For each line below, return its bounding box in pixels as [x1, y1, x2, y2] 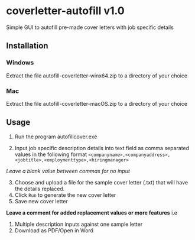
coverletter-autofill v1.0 [6, 4, 125, 18]
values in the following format [14, 151, 87, 158]
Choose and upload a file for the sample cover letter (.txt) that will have [14, 179, 188, 186]
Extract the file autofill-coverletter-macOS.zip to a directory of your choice [6, 100, 188, 107]
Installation [6, 41, 48, 51]
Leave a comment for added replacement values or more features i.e [6, 209, 177, 216]
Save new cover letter [14, 197, 68, 205]
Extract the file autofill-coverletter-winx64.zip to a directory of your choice [6, 72, 188, 79]
